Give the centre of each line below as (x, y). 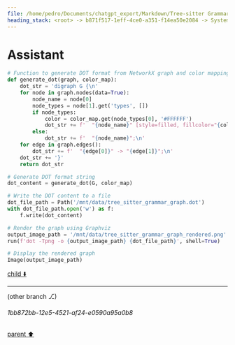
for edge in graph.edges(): (60, 145)
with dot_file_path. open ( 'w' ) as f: (60, 209)
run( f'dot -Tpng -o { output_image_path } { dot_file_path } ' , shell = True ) (114, 241)
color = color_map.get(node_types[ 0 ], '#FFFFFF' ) (118, 119)
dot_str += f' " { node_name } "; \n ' (95, 138)
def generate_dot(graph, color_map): (62, 80)
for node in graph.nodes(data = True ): (75, 93)
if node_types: (55, 112)
